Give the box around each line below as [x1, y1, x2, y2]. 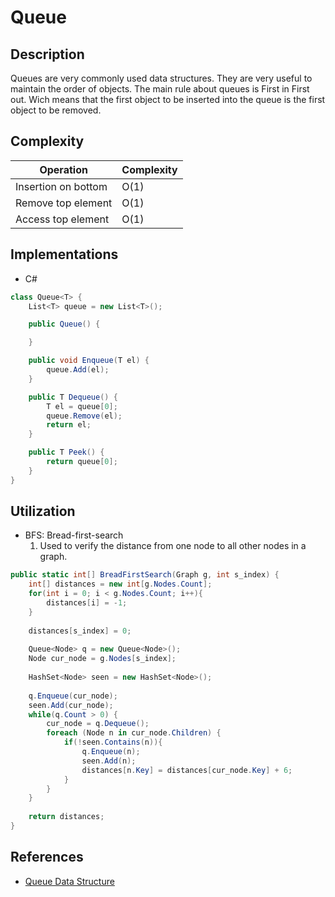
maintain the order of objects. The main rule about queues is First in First [10, 83, 310, 95]
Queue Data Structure [24, 875, 115, 887]
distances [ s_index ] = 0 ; [28, 626, 132, 636]
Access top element [15, 212, 110, 226]
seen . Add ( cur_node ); [28, 700, 114, 710]
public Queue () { [28, 319, 101, 330]
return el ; [46, 420, 92, 430]
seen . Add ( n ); [81, 756, 137, 766]
